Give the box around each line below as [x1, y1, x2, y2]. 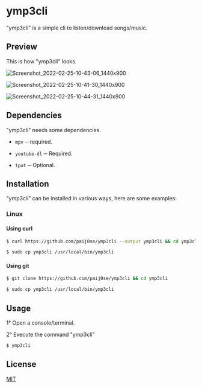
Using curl [6, 224, 33, 232]
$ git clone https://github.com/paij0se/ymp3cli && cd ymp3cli [6, 276, 168, 282]
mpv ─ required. [14, 138, 53, 145]
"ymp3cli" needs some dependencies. [6, 126, 101, 133]
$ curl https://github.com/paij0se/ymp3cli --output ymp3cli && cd [6, 238, 179, 244]
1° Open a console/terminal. [6, 319, 75, 326]
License [6, 359, 37, 369]
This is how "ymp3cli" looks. [6, 57, 77, 65]
